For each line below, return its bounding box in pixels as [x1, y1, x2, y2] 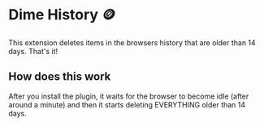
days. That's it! [8, 46, 58, 56]
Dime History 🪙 [8, 6, 116, 24]
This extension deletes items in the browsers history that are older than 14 [8, 37, 256, 48]
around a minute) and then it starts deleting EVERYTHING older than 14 [8, 99, 246, 109]
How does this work [8, 69, 111, 84]
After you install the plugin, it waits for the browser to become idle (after [8, 91, 249, 101]
